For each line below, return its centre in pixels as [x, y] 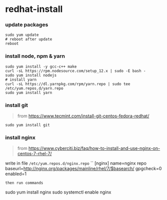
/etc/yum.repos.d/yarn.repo [34, 88]
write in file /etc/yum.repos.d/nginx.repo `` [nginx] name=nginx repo [76, 163]
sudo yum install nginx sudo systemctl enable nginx [58, 192]
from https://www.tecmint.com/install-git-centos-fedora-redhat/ [83, 116]
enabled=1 [16, 174]
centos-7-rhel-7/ [35, 154]
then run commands [24, 183]
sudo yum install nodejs [31, 75]
